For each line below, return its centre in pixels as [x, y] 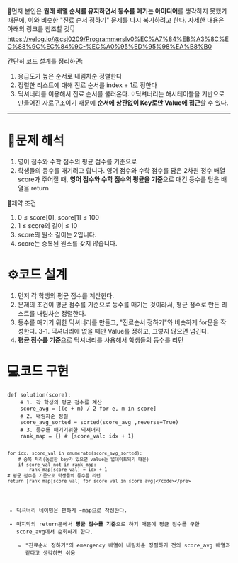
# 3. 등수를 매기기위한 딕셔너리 [61, 430]
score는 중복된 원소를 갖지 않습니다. [68, 243]
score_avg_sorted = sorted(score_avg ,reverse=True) [100, 422]
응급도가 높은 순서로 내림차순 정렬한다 [70, 76]
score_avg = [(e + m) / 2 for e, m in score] [89, 409]
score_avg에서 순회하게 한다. [55, 532]
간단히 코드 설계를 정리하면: [45, 61]
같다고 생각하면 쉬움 [50, 553]
